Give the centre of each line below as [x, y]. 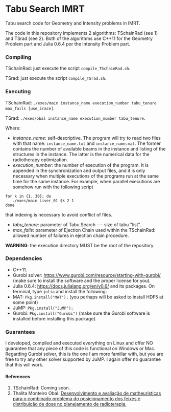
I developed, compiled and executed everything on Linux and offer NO [79, 343]
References [18, 376]
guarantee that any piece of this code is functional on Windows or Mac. [80, 349]
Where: [13, 128]
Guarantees [20, 332]
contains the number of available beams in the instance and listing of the [89, 148]
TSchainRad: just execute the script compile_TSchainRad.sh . [68, 68]
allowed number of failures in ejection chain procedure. [71, 235]
